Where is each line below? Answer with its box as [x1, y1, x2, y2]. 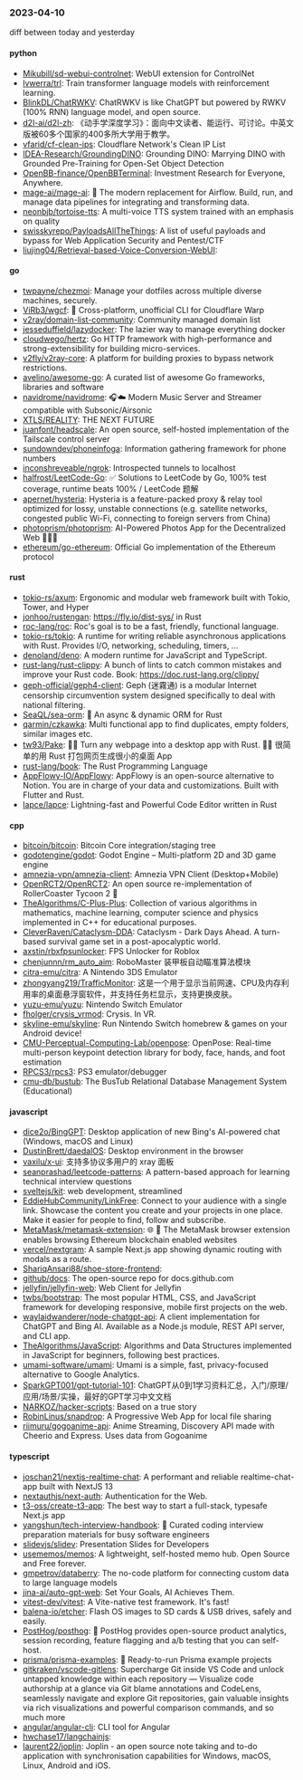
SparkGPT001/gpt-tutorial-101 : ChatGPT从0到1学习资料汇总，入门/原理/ [22, 1380, 289, 1391]
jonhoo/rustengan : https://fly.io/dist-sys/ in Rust [22, 611, 202, 622]
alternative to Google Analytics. [22, 1369, 140, 1380]
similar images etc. [22, 728, 93, 739]
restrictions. [22, 362, 68, 373]
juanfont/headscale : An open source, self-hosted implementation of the [22, 424, 289, 435]
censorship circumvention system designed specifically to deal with [22, 690, 276, 701]
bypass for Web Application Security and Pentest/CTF [22, 234, 224, 245]
